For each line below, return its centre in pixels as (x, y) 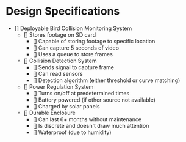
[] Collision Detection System (60, 61)
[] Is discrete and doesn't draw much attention (91, 125)
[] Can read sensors (58, 73)
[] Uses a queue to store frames (73, 54)
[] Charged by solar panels (66, 106)
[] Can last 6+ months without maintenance (87, 119)
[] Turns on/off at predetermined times (81, 93)
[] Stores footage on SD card (60, 34)
